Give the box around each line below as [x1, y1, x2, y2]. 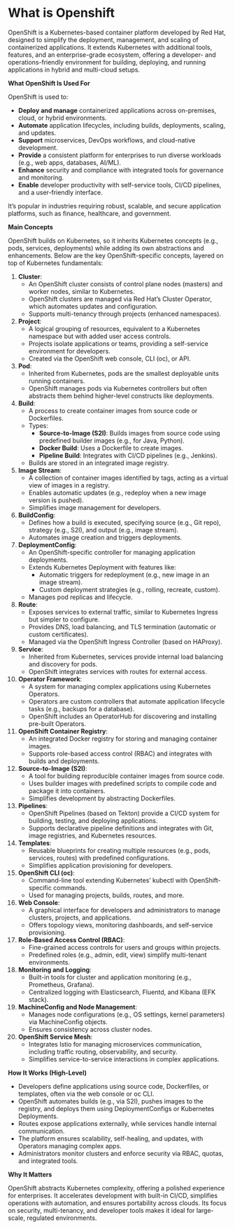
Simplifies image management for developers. [28, 503, 162, 511]
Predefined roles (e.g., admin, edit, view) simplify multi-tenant [28, 951, 207, 959]
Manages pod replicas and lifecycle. [28, 593, 133, 601]
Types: [28, 421, 48, 429]
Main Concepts [8, 222, 53, 231]
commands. [52, 883, 87, 892]
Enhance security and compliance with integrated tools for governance [17, 166, 224, 174]
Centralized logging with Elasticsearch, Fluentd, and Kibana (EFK [28, 988, 216, 996]
